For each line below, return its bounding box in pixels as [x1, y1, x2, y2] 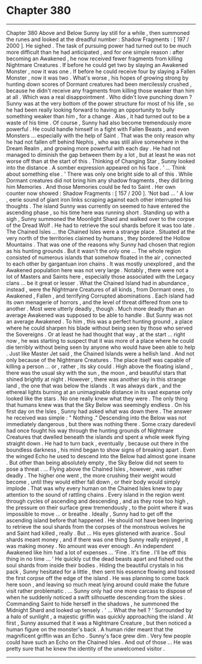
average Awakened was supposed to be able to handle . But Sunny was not [6, 311, 193, 319]
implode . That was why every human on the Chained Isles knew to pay [6, 484, 183, 492]
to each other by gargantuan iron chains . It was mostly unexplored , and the [6, 260, 195, 267]
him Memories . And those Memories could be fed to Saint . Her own [6, 183, 176, 190]
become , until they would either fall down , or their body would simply [6, 478, 180, 485]
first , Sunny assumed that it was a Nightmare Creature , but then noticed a [6, 619, 192, 627]
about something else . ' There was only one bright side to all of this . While [6, 170, 193, 177]
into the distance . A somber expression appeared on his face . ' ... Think [6, 164, 186, 171]
